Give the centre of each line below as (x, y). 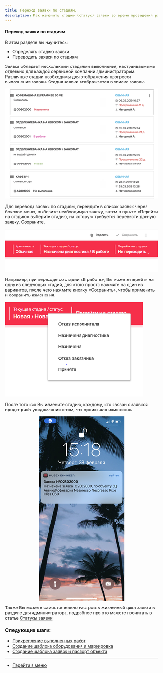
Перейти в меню (29, 665)
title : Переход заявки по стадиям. (41, 10)
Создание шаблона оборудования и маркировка (62, 646)
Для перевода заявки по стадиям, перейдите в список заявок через (76, 206)
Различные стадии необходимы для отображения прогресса (68, 76)
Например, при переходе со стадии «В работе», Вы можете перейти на (80, 279)
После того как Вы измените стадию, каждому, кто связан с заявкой (76, 404)
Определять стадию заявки (41, 51)
